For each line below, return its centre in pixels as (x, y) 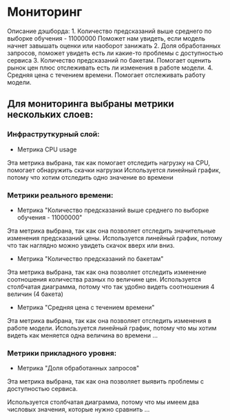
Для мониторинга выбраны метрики (91, 104)
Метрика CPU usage (47, 149)
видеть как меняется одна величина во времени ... (83, 335)
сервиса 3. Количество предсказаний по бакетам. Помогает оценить (109, 60)
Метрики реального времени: (60, 195)
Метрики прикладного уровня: (62, 353)
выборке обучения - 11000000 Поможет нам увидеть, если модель (106, 38)
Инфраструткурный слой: (53, 134)
